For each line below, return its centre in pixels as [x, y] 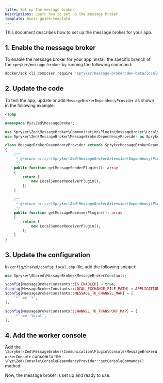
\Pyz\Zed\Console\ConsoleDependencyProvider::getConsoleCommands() [75, 361]
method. [13, 366]
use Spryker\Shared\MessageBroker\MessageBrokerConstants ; [66, 276]
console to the [47, 357]
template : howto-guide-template [38, 18]
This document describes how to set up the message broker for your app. [79, 33]
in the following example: [30, 105]
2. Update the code [34, 89]
